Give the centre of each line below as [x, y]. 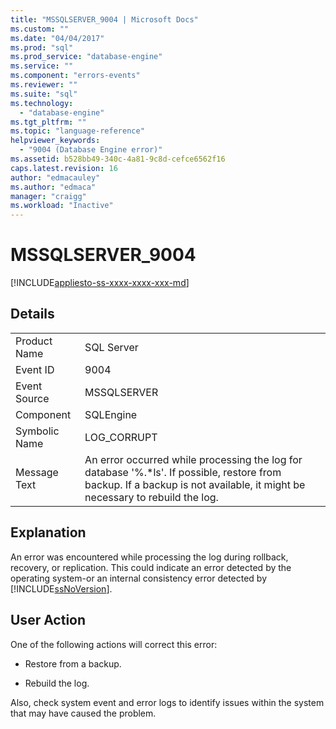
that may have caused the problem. [83, 713]
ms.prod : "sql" [42, 47]
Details [32, 314]
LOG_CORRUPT [121, 437]
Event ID [35, 369]
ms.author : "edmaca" [53, 187]
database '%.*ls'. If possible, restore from [183, 472]
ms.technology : [42, 103]
